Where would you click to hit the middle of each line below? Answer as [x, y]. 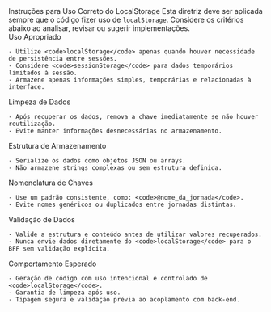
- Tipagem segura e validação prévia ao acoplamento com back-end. [125, 300]
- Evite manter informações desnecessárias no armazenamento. [115, 131]
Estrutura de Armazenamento [57, 146]
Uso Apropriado [35, 37]
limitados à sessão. [43, 73]
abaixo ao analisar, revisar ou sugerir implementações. [99, 28]
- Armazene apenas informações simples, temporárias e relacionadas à [130, 80]
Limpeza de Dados [40, 102]
